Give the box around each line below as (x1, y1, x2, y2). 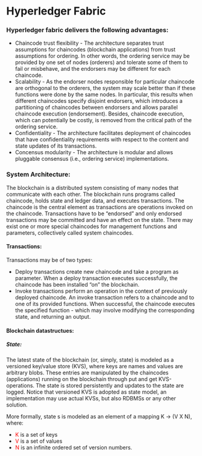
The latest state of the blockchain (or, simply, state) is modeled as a (6, 356, 174, 363)
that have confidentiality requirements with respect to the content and (14, 136, 189, 143)
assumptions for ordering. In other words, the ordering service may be (14, 53, 190, 60)
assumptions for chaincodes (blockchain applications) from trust (14, 46, 176, 53)
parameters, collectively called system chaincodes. (6, 229, 134, 236)
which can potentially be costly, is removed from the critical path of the (14, 117, 192, 124)
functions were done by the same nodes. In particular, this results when (14, 91, 193, 98)
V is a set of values (14, 437, 63, 445)
